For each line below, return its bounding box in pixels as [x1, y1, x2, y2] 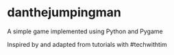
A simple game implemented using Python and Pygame [7, 27, 163, 35]
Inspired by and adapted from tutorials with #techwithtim [7, 40, 168, 48]
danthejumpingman [7, 5, 121, 20]
